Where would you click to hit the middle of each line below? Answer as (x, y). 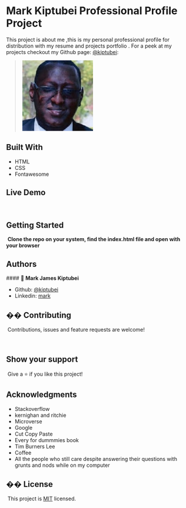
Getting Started (35, 225)
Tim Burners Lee (35, 446)
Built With (24, 147)
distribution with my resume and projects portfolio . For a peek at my (89, 46)
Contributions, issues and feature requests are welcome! (76, 330)
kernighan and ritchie (40, 415)
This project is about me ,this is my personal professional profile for (88, 39)
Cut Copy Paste (34, 434)
